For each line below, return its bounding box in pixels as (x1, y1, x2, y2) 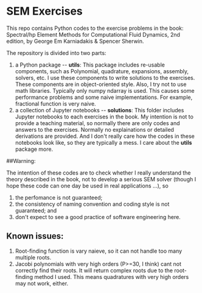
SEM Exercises (6, 4, 83, 18)
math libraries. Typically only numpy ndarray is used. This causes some (15, 87, 195, 94)
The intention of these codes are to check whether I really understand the (6, 169, 191, 176)
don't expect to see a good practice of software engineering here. (15, 213, 181, 220)
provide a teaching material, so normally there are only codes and (15, 119, 180, 126)
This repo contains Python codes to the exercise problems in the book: (6, 24, 184, 32)
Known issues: (6, 231, 64, 242)
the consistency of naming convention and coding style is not (15, 200, 170, 208)
